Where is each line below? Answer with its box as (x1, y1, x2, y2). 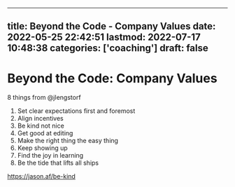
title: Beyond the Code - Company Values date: (7, 20, 216, 32)
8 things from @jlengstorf (7, 93, 82, 102)
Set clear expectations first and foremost (17, 107, 136, 115)
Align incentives (17, 114, 64, 123)
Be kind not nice (17, 121, 64, 130)
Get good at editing (17, 129, 73, 137)
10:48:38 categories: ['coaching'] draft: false (7, 43, 208, 54)
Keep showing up (17, 144, 68, 152)
